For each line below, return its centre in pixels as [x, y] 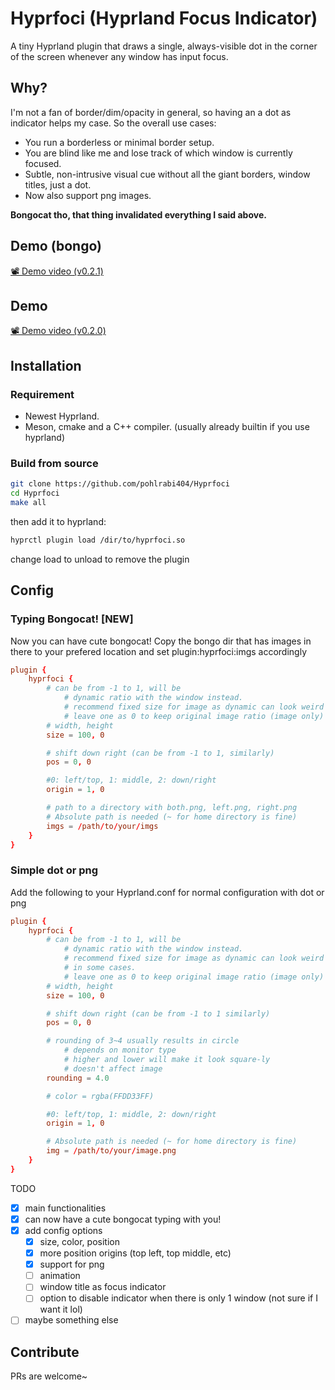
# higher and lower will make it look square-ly [167, 1060]
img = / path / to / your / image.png [111, 1151]
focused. [43, 163]
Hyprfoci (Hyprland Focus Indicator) [164, 18]
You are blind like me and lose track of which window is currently [158, 153]
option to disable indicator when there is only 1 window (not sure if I [178, 1298]
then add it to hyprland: [58, 521]
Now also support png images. [88, 195]
